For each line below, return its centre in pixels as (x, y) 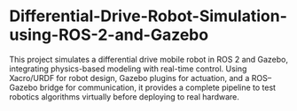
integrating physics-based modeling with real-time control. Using (128, 69)
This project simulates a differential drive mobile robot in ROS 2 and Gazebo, (149, 59)
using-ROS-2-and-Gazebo (109, 35)
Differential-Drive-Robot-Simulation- (148, 16)
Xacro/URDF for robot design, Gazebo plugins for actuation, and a (129, 78)
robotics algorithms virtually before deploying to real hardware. (124, 96)
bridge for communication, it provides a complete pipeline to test (158, 87)
